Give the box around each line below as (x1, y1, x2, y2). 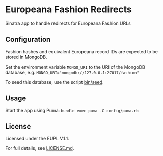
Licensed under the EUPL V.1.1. (5, 136, 70, 142)
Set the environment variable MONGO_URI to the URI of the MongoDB (5, 64, 145, 70)
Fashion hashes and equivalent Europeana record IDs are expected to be (5, 48, 158, 54)
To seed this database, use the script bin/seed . (5, 79, 104, 85)
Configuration (5, 35, 51, 44)
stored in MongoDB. (5, 54, 47, 60)
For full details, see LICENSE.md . (5, 145, 74, 151)
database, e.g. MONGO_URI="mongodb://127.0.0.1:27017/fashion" (5, 69, 139, 75)
